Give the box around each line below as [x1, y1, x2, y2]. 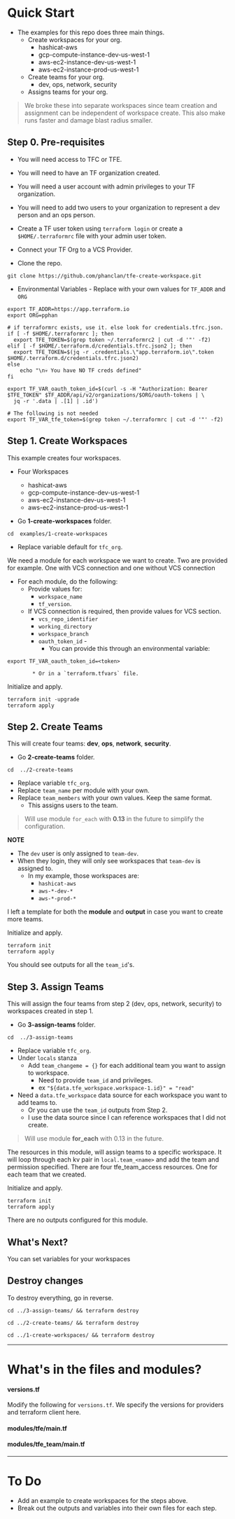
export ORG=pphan [7, 312, 58, 319]
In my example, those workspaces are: [27, 872, 140, 880]
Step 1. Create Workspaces [7, 435, 128, 447]
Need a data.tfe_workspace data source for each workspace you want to [17, 1091, 227, 1099]
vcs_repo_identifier [38, 615, 99, 623]
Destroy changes [7, 1275, 84, 1287]
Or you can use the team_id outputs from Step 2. [27, 1106, 168, 1115]
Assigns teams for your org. [27, 88, 108, 96]
